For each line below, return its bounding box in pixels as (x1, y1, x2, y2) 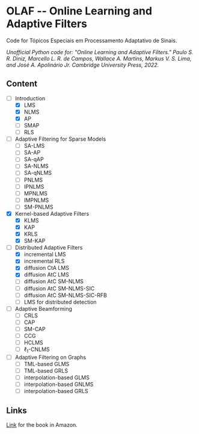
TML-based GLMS (23, 360, 70, 367)
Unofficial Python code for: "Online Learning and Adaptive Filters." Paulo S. (6, 48, 194, 55)
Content (6, 79, 38, 89)
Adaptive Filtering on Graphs (14, 353, 86, 361)
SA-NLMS (23, 162, 49, 170)
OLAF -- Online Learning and (6, 4, 152, 18)
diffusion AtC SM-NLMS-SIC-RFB (23, 292, 107, 299)
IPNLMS (23, 183, 44, 190)
